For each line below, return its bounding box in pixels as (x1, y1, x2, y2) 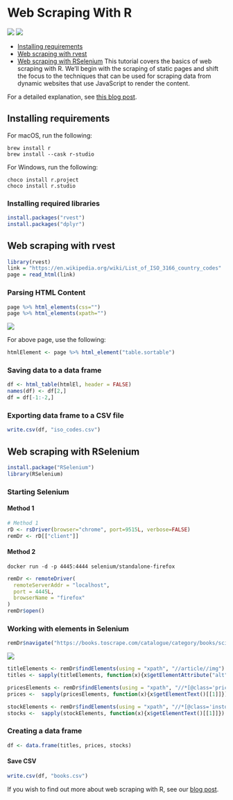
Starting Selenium (7, 487, 69, 496)
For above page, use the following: (7, 336, 106, 344)
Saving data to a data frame (7, 366, 102, 375)
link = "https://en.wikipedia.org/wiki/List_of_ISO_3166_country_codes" (7, 265, 222, 272)
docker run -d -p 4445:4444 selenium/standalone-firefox (7, 563, 175, 570)
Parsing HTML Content (7, 288, 86, 297)
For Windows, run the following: (7, 163, 98, 171)
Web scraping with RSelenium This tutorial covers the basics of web (17, 57, 212, 65)
